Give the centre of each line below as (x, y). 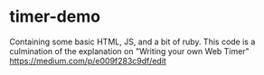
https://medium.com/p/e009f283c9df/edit (88, 61)
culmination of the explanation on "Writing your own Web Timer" (130, 51)
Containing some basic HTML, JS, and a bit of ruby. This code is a (132, 42)
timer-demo (55, 17)
